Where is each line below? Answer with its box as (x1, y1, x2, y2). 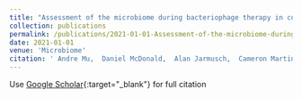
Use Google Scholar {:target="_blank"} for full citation (9, 79, 207, 89)
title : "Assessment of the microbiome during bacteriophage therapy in (9, 12, 283, 22)
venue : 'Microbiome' (9, 46, 87, 55)
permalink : (9, 29, 50, 38)
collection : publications (9, 21, 106, 30)
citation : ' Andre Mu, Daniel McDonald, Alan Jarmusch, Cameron (9, 54, 268, 63)
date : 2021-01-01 (9, 37, 75, 47)
